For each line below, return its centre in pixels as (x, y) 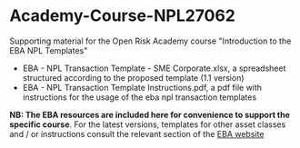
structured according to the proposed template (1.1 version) (133, 77)
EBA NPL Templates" (49, 50)
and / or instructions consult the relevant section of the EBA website (137, 133)
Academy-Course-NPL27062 (123, 16)
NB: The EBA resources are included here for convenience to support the (150, 114)
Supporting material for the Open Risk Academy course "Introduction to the (150, 41)
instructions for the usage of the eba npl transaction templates (140, 97)
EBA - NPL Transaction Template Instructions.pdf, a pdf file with (142, 87)
